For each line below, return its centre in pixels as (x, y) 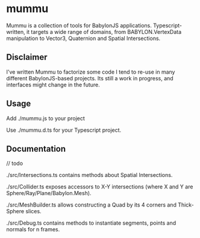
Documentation (36, 149)
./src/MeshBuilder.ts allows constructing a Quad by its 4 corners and (91, 205)
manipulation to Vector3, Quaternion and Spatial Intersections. (83, 38)
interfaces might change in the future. (53, 85)
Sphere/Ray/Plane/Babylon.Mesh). (49, 193)
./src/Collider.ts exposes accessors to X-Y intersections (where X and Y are (100, 187)
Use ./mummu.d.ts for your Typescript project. (64, 130)
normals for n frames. (33, 230)
